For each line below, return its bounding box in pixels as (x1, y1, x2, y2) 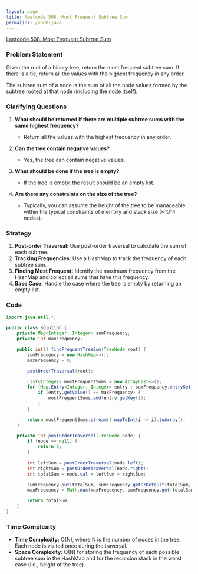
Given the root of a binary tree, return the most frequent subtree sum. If (6, 64, 180, 71)
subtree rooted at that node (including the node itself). (6, 88, 138, 95)
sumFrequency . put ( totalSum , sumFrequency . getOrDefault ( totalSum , (27, 482, 192, 487)
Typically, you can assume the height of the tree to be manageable (23, 201, 186, 209)
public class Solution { (6, 325, 67, 331)
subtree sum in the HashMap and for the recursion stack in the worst (14, 555, 182, 562)
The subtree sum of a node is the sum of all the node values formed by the (6, 81, 187, 88)
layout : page (6, 8, 38, 15)
